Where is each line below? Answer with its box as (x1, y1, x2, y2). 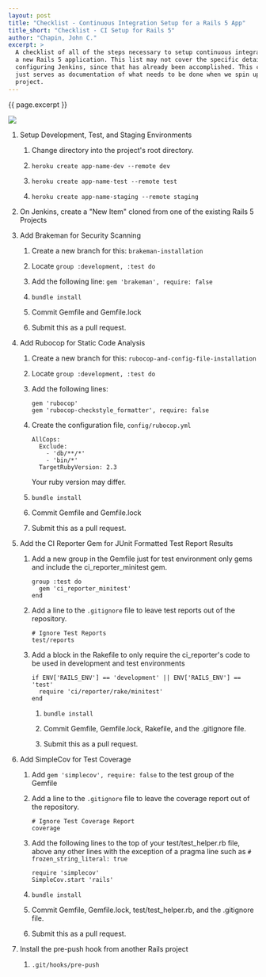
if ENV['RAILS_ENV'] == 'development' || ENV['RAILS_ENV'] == (31, 674, 241, 681)
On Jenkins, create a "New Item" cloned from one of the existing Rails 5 (19, 207, 255, 216)
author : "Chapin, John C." (8, 33, 97, 42)
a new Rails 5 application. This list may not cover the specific (15, 56, 239, 64)
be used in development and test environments (31, 658, 185, 668)
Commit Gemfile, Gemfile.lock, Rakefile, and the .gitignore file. (43, 723, 247, 733)
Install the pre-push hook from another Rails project (19, 944, 188, 953)
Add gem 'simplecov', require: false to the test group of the (31, 769, 234, 779)
